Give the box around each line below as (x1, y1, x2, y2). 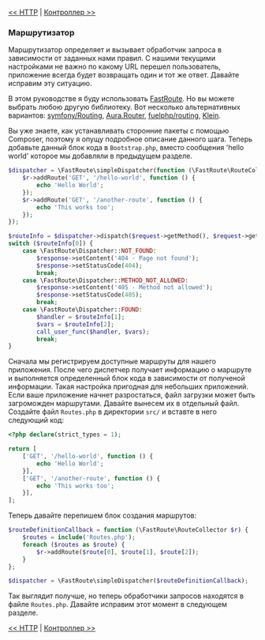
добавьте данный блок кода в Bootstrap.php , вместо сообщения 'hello (8, 143, 244, 152)
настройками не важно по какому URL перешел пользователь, (8, 62, 221, 71)
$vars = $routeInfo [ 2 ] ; (36, 320, 114, 328)
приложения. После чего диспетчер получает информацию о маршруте (8, 365, 252, 375)
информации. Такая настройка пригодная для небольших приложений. (8, 382, 248, 391)
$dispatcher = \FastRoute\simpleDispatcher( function (8, 167, 185, 175)
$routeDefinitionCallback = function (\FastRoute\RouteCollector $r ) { (8, 526, 248, 534)
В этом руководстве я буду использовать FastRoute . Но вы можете (8, 94, 235, 104)
